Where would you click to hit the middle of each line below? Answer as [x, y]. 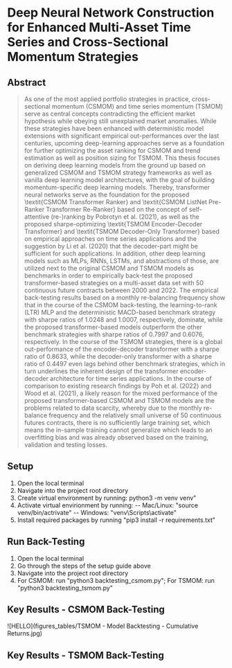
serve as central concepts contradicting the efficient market [109, 114]
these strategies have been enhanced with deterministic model [114, 128]
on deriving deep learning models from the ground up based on [115, 165]
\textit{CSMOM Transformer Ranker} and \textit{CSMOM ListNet [116, 202]
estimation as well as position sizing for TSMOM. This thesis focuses [122, 158]
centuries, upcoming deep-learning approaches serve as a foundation [124, 143]
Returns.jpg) [25, 633]
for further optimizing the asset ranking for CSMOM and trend [112, 151]
